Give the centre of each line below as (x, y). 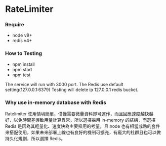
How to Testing (24, 53)
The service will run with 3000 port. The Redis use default (64, 84)
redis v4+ (22, 41)
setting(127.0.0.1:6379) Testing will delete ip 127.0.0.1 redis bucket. (72, 90)
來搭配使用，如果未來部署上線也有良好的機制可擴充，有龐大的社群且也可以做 (83, 133)
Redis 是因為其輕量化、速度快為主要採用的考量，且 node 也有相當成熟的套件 (83, 126)
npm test (21, 75)
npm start (22, 69)
